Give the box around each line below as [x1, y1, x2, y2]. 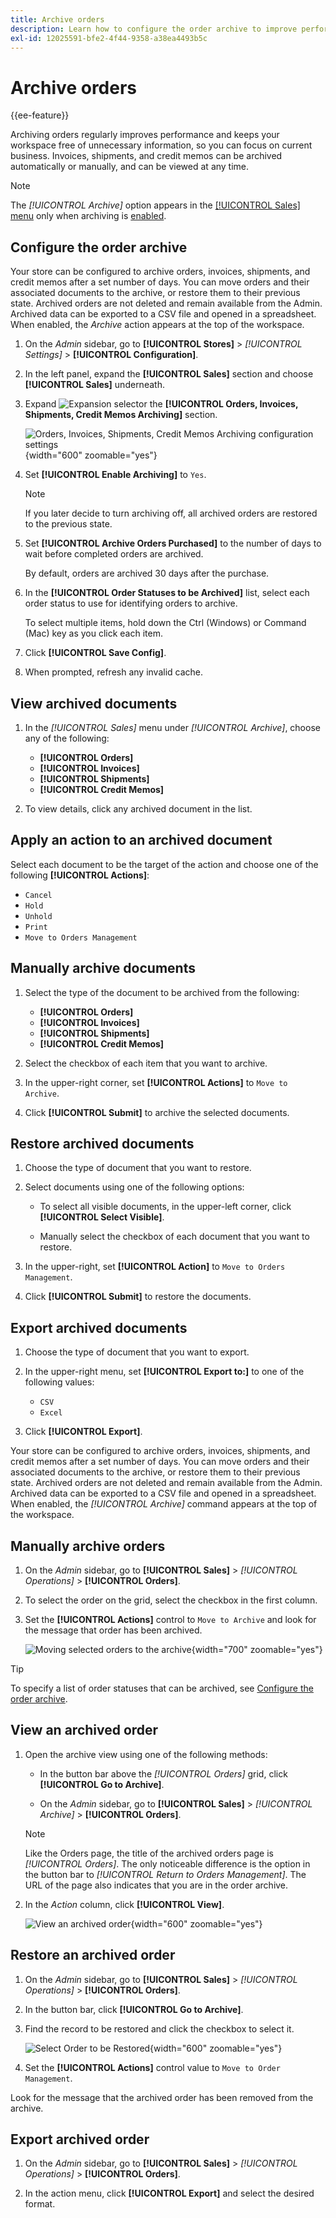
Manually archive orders [10, 1537, 166, 1555]
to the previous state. [24, 518, 113, 530]
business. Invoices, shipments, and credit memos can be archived [10, 150, 283, 162]
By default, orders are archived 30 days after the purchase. [24, 567, 270, 580]
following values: [24, 1376, 95, 1388]
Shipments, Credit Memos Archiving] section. [24, 409, 218, 421]
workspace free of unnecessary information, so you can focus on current [10, 139, 313, 151]
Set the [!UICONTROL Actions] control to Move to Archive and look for [24, 1614, 317, 1625]
